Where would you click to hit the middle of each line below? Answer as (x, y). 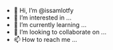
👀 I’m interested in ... (42, 18)
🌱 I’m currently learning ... (50, 25)
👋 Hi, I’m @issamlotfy (43, 10)
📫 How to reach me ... (45, 40)
